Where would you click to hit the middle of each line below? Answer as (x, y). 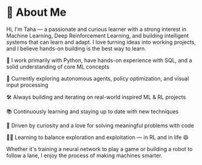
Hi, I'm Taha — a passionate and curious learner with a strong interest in (96, 29)
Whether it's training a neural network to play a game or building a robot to (99, 149)
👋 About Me (36, 12)
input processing (27, 85)
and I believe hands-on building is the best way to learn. (76, 49)
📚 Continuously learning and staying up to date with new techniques (93, 111)
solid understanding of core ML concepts (58, 67)
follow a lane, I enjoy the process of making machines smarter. (84, 155)
